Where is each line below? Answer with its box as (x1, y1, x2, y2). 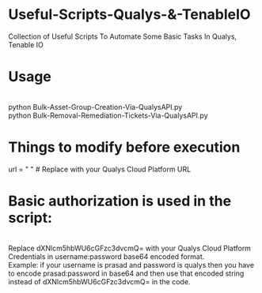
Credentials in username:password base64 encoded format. (8, 251, 205, 261)
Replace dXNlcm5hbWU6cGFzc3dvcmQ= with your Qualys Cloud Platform (8, 243, 252, 253)
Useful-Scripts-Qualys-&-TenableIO (8, 6, 251, 24)
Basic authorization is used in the (8, 192, 232, 210)
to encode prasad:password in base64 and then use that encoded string (8, 269, 245, 278)
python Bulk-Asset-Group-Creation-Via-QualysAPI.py (8, 102, 183, 111)
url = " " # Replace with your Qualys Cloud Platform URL (8, 164, 192, 174)
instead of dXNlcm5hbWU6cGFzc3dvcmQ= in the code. (8, 276, 191, 286)
